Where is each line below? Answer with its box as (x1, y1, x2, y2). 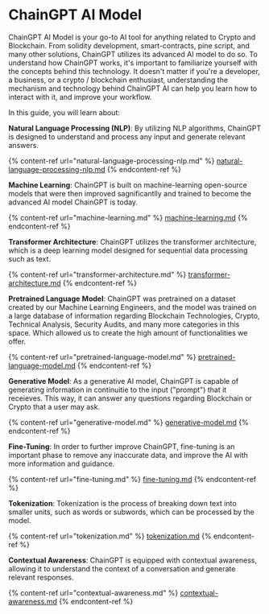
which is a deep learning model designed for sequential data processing (8, 245, 248, 255)
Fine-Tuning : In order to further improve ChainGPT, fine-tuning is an (8, 441, 235, 451)
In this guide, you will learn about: (8, 107, 121, 117)
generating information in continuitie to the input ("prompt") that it (8, 385, 227, 394)
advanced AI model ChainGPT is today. (8, 197, 139, 207)
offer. (8, 336, 27, 346)
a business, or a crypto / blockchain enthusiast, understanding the (8, 75, 228, 84)
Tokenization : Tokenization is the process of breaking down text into (8, 498, 237, 508)
